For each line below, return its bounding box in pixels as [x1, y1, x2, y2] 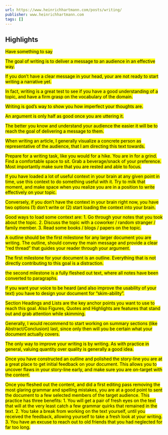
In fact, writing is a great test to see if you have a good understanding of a [5, 88, 158, 94]
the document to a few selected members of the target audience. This [5, 392, 150, 398]
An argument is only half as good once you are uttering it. [5, 113, 124, 119]
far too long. [5, 424, 31, 430]
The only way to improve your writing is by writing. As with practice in [5, 341, 149, 347]
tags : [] [5, 17, 24, 22]
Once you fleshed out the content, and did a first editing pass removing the [5, 382, 160, 388]
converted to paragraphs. [5, 275, 58, 281]
